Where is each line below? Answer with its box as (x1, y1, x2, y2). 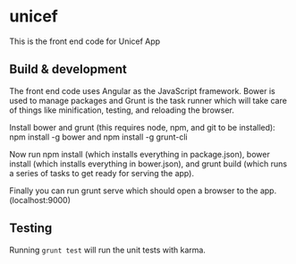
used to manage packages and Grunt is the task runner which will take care (9, 95, 288, 106)
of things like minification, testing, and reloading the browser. (9, 105, 235, 115)
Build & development (9, 62, 127, 77)
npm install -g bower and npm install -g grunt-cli (9, 132, 188, 142)
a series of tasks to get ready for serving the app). (9, 167, 195, 178)
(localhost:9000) (9, 194, 72, 205)
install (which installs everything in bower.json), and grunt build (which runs (9, 158, 288, 169)
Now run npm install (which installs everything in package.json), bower (9, 149, 270, 159)
